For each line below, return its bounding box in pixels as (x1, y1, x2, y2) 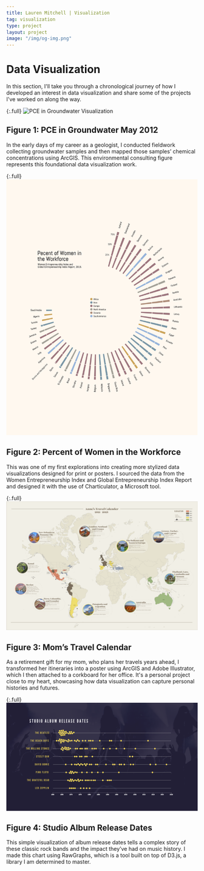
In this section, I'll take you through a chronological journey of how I (6, 83, 176, 90)
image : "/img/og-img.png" (6, 35, 72, 42)
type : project (6, 23, 42, 29)
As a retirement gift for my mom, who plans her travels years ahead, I (6, 658, 179, 666)
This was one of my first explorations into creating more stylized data (6, 463, 180, 470)
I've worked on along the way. (6, 96, 82, 103)
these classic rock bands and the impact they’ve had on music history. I (6, 845, 186, 853)
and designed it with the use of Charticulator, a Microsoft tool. (6, 482, 161, 490)
